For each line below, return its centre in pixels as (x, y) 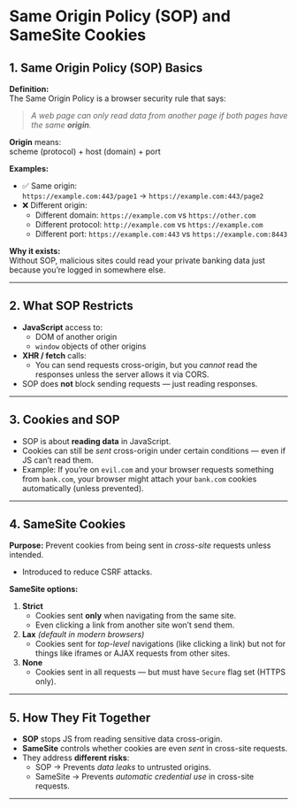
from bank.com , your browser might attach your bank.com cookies (139, 479)
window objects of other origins (91, 346)
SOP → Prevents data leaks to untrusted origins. (123, 767)
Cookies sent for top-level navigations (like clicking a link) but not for (160, 644)
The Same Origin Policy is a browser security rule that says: (118, 98)
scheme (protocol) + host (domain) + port (85, 151)
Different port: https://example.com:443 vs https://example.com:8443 (161, 234)
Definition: (29, 89)
